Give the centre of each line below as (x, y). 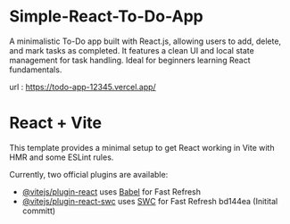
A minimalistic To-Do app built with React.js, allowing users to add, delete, (145, 41)
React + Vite (56, 123)
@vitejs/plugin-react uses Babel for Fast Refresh (112, 191)
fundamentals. (36, 70)
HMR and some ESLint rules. (62, 157)
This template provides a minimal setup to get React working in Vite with (142, 147)
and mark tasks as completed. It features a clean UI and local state (132, 50)
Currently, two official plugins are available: (89, 174)
